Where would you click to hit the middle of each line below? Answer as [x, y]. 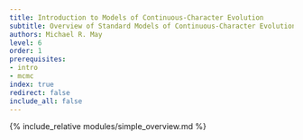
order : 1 [26, 51]
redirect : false [40, 92]
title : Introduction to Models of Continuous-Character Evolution [137, 17]
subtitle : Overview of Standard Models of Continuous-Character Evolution [153, 26]
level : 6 [26, 43]
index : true [32, 84]
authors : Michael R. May [56, 34]
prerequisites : [38, 59]
